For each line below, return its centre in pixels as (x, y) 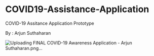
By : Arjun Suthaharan (28, 33)
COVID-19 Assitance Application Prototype (50, 23)
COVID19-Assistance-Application (77, 9)
